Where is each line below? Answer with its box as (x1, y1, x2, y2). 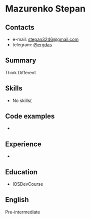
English (5, 195, 29, 204)
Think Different (5, 69, 36, 75)
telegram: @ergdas (12, 42, 52, 48)
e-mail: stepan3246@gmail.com (12, 36, 79, 42)
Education (5, 168, 38, 176)
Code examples (5, 112, 55, 121)
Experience (5, 140, 41, 148)
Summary (5, 56, 36, 65)
